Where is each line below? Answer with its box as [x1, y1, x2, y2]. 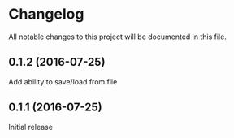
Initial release [8, 122, 53, 132]
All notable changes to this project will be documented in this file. [8, 32, 227, 41]
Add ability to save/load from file [8, 76, 118, 86]
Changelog [8, 5, 84, 24]
